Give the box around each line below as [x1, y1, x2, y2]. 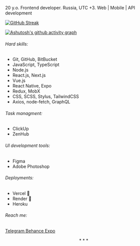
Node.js [12, 67, 29, 73]
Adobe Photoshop [12, 163, 50, 169]
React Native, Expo [12, 83, 52, 89]
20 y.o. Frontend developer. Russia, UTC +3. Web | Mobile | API [5, 5, 136, 10]
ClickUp [12, 125, 29, 132]
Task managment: [5, 110, 43, 116]
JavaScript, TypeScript [12, 61, 60, 67]
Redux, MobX [12, 88, 40, 94]
